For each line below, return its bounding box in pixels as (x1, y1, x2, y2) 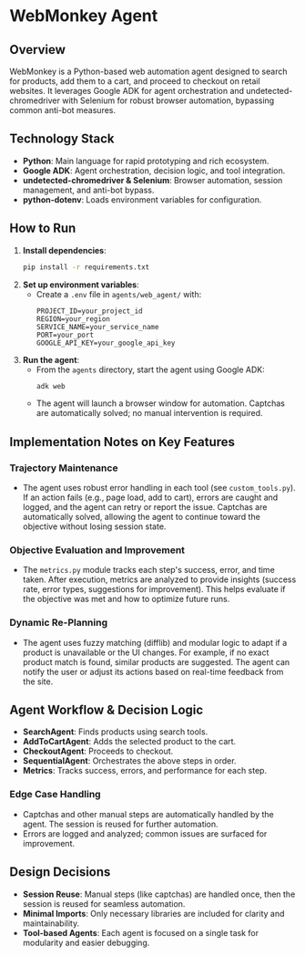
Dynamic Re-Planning (9, 617, 108, 629)
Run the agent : (22, 354, 80, 365)
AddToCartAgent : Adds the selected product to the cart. (22, 736, 237, 747)
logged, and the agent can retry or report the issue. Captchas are (22, 502, 268, 513)
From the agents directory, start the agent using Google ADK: (36, 364, 266, 375)
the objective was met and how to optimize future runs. (22, 594, 230, 605)
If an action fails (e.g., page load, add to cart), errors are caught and (22, 492, 279, 503)
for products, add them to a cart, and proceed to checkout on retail (9, 76, 261, 87)
